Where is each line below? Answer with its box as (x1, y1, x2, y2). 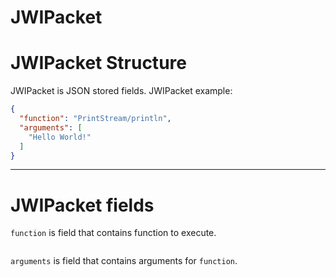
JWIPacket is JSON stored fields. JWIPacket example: (10, 85, 233, 97)
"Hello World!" (28, 132, 92, 142)
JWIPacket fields (10, 194, 155, 216)
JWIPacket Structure (10, 52, 187, 75)
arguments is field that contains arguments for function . (10, 255, 238, 267)
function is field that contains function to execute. (10, 227, 217, 239)
